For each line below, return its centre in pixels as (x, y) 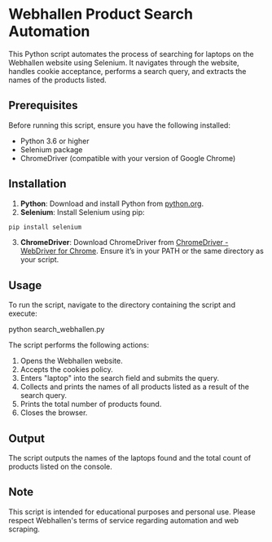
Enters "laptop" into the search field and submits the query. (120, 378)
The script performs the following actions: (79, 345)
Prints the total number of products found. (91, 404)
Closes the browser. (54, 413)
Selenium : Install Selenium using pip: (82, 212)
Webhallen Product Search (101, 14)
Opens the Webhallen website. (72, 361)
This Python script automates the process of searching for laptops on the (131, 54)
